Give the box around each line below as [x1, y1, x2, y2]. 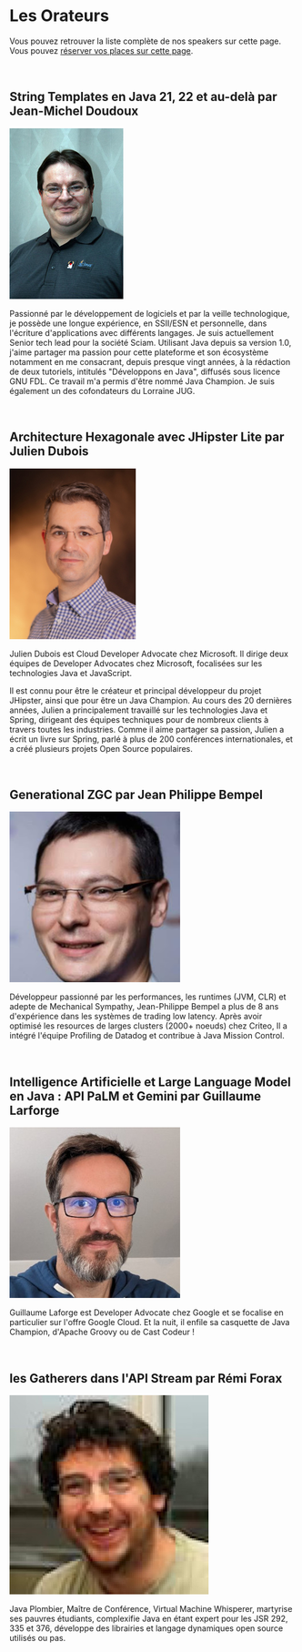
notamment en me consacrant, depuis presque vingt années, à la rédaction [9, 356, 291, 367]
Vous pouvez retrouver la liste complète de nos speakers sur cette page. [9, 35, 282, 46]
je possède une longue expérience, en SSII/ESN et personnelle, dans [9, 318, 267, 329]
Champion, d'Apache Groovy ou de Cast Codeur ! [9, 1326, 196, 1338]
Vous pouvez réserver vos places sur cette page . [9, 45, 194, 56]
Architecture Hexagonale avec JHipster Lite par [9, 430, 285, 445]
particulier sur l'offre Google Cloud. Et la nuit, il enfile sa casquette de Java [9, 1317, 290, 1328]
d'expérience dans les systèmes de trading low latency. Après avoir [9, 1011, 263, 1022]
